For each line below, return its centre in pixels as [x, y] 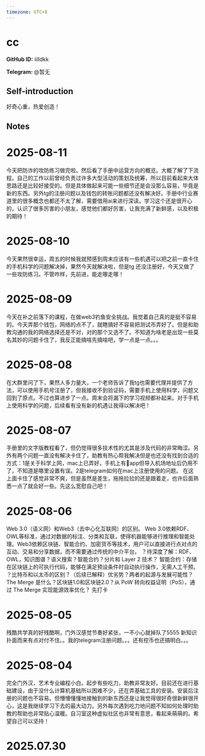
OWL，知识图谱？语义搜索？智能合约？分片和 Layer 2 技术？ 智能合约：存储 [102, 559]
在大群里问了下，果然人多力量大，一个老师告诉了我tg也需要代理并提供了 [97, 382]
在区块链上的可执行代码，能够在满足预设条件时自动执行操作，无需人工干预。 [103, 567]
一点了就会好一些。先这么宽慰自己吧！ [59, 486]
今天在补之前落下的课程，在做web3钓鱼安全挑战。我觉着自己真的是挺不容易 [102, 317]
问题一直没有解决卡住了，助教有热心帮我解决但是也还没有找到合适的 [113, 456]
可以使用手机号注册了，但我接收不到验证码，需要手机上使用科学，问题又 [108, 390]
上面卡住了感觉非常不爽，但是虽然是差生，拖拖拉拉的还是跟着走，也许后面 [100, 478]
